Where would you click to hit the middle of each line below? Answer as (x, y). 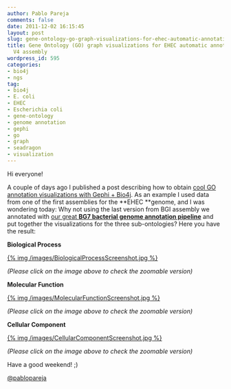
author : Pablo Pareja (38, 13)
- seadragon (24, 148)
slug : (15, 39)
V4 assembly (31, 52)
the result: (22, 231)
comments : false (30, 20)
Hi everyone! (25, 174)
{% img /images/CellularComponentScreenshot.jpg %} (85, 337)
